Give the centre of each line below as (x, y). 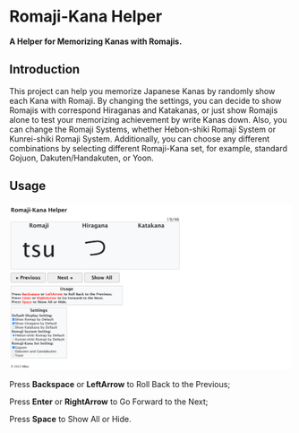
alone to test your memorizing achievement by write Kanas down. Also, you (149, 119)
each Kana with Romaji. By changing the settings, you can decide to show (145, 100)
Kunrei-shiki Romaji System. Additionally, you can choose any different (140, 139)
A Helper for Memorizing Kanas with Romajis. (96, 41)
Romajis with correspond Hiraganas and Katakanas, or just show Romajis (144, 110)
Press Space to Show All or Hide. (70, 420)
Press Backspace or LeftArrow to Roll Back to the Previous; (120, 385)
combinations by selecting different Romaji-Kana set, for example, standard (149, 148)
